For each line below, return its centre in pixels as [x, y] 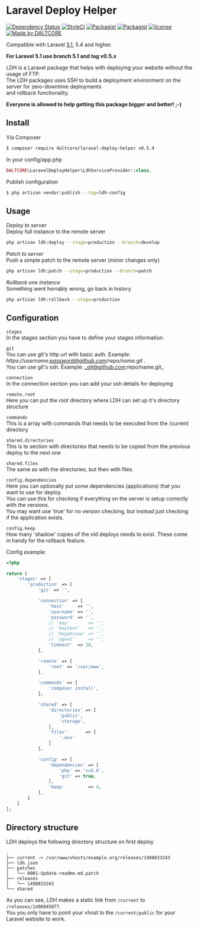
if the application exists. [35, 518]
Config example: [26, 552]
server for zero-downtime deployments [54, 86]
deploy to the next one [33, 452]
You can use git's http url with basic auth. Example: [69, 354]
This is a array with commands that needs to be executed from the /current [98, 423]
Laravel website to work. [36, 919]
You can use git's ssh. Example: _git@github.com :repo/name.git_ [85, 367]
